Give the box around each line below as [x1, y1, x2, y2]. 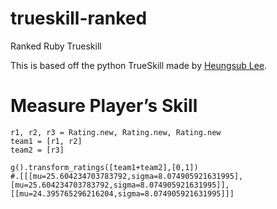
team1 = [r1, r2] [10, 136, 83, 146]
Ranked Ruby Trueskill [10, 40, 102, 52]
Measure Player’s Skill [10, 95, 198, 117]
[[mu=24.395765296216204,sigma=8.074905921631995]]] [10, 188, 235, 199]
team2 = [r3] [10, 145, 65, 155]
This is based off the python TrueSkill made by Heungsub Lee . [10, 59, 268, 71]
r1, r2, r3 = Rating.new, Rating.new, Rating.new [10, 127, 222, 137]
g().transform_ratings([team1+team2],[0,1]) [10, 162, 199, 172]
